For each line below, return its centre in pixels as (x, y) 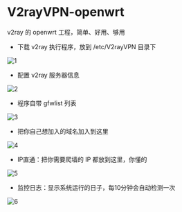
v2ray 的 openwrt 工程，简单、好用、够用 (66, 32)
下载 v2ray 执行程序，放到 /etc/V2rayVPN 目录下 (87, 46)
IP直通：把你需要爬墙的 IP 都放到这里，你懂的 (82, 159)
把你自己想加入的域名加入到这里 (63, 131)
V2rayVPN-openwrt (66, 12)
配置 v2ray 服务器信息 (48, 75)
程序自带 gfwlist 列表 (47, 103)
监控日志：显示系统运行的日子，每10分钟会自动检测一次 (96, 187)
